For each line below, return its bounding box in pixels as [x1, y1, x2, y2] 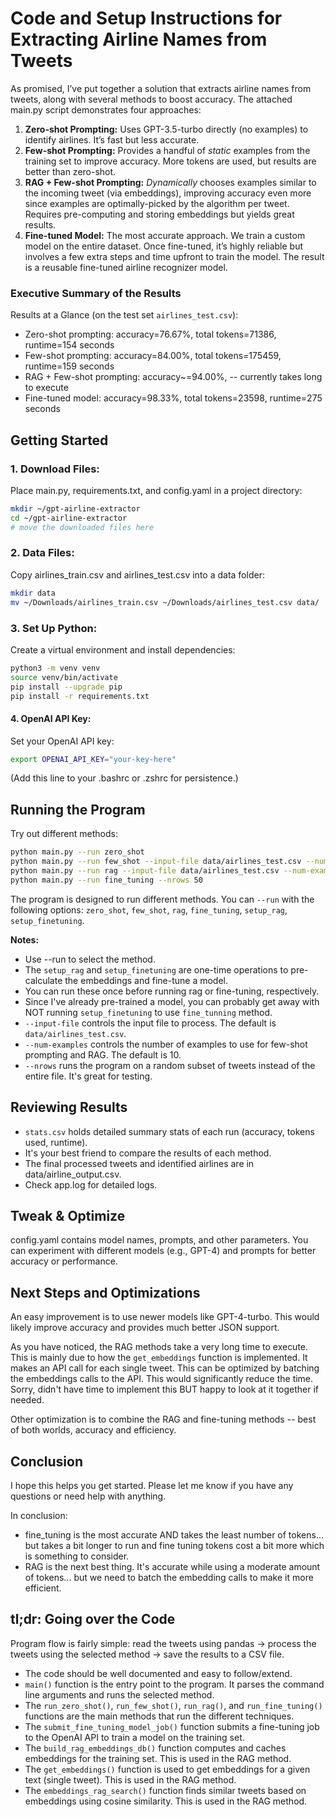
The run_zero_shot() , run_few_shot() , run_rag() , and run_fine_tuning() [24, 1699, 323, 1711]
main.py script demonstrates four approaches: [10, 103, 202, 116]
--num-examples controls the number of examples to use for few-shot [24, 1038, 308, 1050]
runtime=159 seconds [24, 360, 115, 372]
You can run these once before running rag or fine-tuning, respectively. [24, 985, 320, 997]
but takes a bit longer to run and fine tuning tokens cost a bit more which [24, 1540, 325, 1552]
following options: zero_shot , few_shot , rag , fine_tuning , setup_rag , [10, 903, 288, 916]
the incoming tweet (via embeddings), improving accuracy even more [24, 187, 312, 199]
